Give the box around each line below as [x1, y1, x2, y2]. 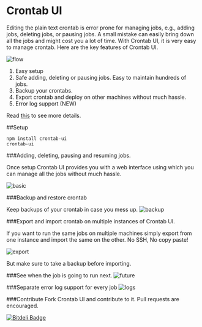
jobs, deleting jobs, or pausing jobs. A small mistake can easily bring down [6, 30, 195, 37]
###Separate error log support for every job [6, 283, 118, 291]
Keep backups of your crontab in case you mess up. [6, 206, 138, 213]
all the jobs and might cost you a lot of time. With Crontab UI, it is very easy [6, 37, 196, 44]
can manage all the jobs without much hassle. [6, 170, 122, 177]
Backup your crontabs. [15, 87, 73, 94]
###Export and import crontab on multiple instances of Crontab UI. [6, 217, 176, 225]
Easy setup [15, 67, 44, 74]
